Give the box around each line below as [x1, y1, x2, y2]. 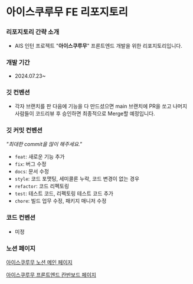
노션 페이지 [6, 244, 36, 252]
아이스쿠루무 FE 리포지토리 [6, 5, 129, 19]
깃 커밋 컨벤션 [6, 126, 43, 134]
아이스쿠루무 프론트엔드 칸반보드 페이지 [6, 271, 96, 278]
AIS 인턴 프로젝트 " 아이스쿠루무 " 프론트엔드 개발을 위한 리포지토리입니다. [14, 42, 183, 49]
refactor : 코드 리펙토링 [14, 183, 70, 190]
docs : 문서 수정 [14, 168, 49, 175]
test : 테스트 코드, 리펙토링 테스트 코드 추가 [14, 190, 114, 197]
